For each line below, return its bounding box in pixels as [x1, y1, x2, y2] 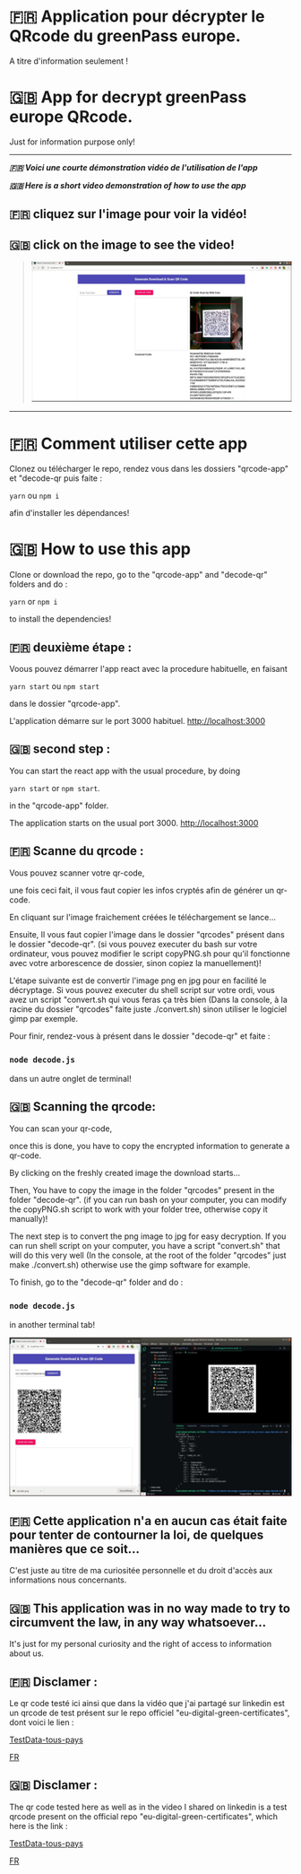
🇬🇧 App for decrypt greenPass [9, 87, 247, 108]
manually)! [9, 1213, 48, 1224]
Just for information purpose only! [9, 136, 136, 147]
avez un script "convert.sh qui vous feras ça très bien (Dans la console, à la [9, 994, 288, 1005]
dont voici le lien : [9, 1716, 74, 1728]
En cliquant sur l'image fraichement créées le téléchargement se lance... [9, 911, 276, 922]
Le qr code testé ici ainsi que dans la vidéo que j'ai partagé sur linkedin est [9, 1697, 285, 1708]
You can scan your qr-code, [9, 1123, 113, 1134]
